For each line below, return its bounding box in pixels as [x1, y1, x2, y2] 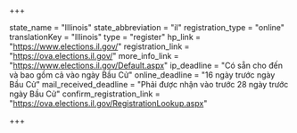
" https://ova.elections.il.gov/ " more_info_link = [9, 51, 180, 61]
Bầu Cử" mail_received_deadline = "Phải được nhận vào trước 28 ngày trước [9, 79, 289, 89]
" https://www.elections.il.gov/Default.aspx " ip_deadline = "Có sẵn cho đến [9, 60, 284, 71]
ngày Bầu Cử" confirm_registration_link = [9, 88, 161, 99]
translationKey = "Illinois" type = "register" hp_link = [9, 32, 202, 42]
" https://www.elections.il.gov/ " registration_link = [9, 41, 190, 52]
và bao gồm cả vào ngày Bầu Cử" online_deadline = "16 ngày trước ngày [9, 70, 276, 80]
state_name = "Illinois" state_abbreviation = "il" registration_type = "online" [9, 22, 285, 32]
